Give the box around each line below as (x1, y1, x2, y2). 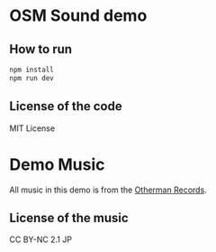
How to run (9, 42, 73, 57)
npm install (9, 65, 54, 74)
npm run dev (9, 73, 54, 82)
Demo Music (9, 154, 105, 174)
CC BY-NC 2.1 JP (9, 234, 73, 245)
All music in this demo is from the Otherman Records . (9, 184, 207, 195)
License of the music (9, 210, 129, 226)
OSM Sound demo (9, 5, 148, 26)
